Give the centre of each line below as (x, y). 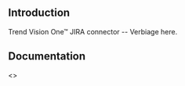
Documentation (47, 57)
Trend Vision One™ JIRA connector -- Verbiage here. (93, 31)
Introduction (39, 13)
